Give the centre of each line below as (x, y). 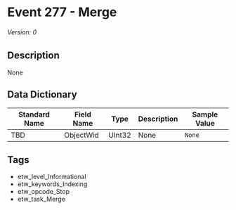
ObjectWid (82, 135)
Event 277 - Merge (62, 12)
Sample (205, 114)
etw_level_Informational (52, 177)
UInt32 (120, 135)
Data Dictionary (42, 94)
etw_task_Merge (41, 199)
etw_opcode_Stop (44, 192)
